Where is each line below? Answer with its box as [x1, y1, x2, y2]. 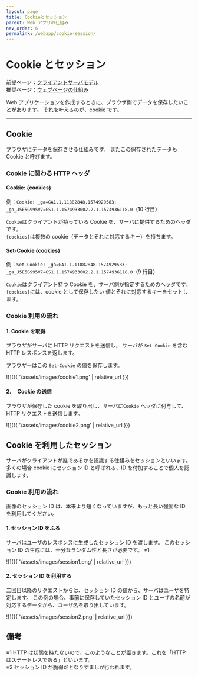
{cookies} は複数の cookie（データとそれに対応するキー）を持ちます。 [6, 233, 176, 240]
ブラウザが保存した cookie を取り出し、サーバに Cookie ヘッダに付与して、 [6, 402, 187, 409]
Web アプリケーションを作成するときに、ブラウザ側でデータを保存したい [6, 99, 184, 106]
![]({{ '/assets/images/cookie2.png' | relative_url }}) [6, 421, 131, 429]
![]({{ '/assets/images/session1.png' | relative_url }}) [6, 558, 131, 565]
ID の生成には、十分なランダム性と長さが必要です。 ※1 [17, 546, 150, 553]
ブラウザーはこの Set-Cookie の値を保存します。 [6, 362, 123, 369]
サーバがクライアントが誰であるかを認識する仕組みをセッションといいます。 [6, 457, 192, 464]
